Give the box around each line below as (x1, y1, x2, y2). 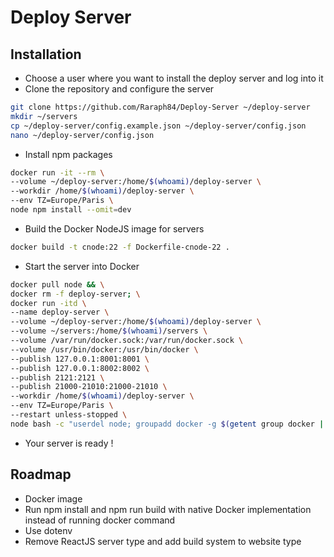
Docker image (24, 492, 83, 505)
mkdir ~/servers (10, 111, 78, 121)
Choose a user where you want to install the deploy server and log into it (24, 72, 324, 84)
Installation (10, 46, 82, 63)
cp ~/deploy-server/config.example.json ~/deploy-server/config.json (10, 121, 307, 131)
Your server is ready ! (24, 437, 114, 449)
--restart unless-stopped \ (10, 410, 128, 420)
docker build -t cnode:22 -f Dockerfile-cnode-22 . (10, 242, 230, 252)
